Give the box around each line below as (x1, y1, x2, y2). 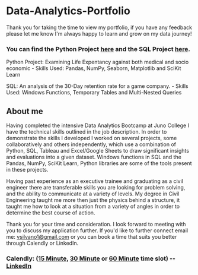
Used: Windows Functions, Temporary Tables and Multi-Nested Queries (6, 89, 182, 96)
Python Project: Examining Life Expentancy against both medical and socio (6, 58, 189, 66)
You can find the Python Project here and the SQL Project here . (6, 45, 191, 53)
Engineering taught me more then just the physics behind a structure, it (6, 197, 180, 204)
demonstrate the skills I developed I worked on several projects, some (6, 135, 177, 142)
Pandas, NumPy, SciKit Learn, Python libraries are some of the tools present (6, 160, 192, 167)
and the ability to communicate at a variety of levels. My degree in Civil (6, 190, 180, 197)
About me (6, 106, 43, 116)
